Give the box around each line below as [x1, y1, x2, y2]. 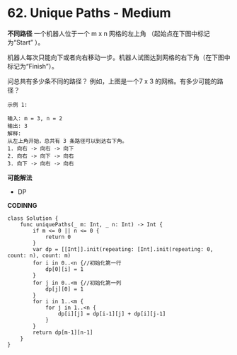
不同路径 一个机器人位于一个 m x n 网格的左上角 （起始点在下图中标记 [7, 29, 210, 37]
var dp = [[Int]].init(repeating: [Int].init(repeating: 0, [33, 245, 214, 252]
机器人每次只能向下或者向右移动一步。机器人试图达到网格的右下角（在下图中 [7, 53, 231, 62]
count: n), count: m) [7, 252, 71, 259]
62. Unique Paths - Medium [7, 5, 171, 21]
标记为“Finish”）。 [7, 62, 59, 70]
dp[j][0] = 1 [45, 285, 83, 293]
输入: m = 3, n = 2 [7, 115, 63, 122]
